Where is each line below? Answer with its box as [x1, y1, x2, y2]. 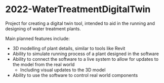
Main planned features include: [5, 35, 70, 41]
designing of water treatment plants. [5, 25, 81, 31]
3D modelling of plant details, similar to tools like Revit [12, 45, 126, 51]
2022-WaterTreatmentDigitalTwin [5, 4, 151, 15]
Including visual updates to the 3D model [20, 67, 106, 73]
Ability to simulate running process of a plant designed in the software [12, 51, 159, 57]
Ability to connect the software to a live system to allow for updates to [12, 56, 158, 62]
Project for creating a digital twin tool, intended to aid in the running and [5, 20, 155, 26]
